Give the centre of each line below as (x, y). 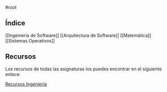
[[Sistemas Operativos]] (30, 40)
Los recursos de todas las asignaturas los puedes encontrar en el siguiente (83, 69)
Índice (15, 23)
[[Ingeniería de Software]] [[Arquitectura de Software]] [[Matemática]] (78, 35)
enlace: (13, 74)
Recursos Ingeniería (26, 84)
